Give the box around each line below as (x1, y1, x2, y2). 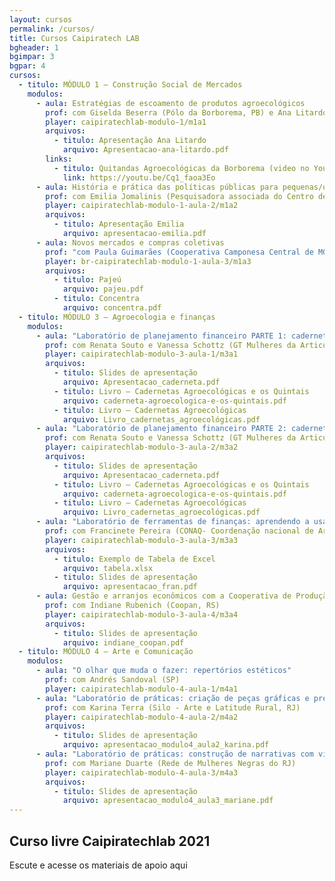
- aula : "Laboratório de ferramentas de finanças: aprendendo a (35, 517, 310, 527)
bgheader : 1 (9, 42, 59, 53)
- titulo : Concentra (53, 294, 140, 304)
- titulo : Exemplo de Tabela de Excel (53, 554, 216, 564)
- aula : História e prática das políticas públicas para (35, 182, 279, 192)
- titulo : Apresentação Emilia (53, 219, 185, 230)
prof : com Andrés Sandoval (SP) (45, 675, 181, 685)
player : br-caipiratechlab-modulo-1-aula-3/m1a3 (45, 256, 252, 266)
